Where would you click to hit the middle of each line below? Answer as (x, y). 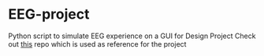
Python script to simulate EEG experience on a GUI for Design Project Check (132, 36)
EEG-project (49, 14)
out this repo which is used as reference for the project (97, 44)
